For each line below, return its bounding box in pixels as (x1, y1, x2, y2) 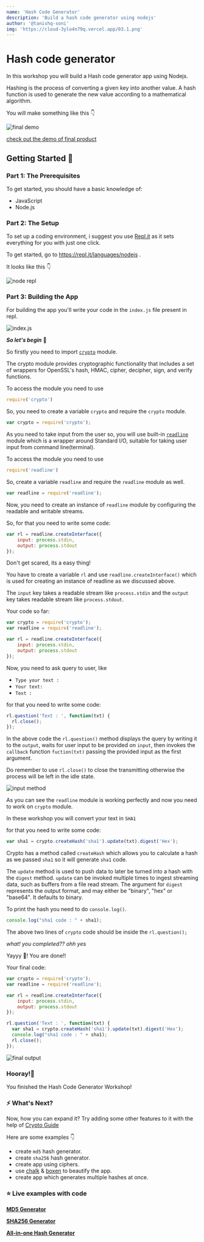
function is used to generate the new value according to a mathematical (6, 91, 187, 98)
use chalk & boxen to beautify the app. (15, 1167, 112, 1175)
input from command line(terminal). (6, 444, 96, 451)
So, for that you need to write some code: (6, 519, 111, 527)
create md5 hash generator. (15, 1148, 82, 1155)
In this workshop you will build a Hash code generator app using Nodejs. (6, 73, 189, 80)
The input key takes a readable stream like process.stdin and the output (6, 590, 189, 597)
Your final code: (6, 964, 46, 971)
